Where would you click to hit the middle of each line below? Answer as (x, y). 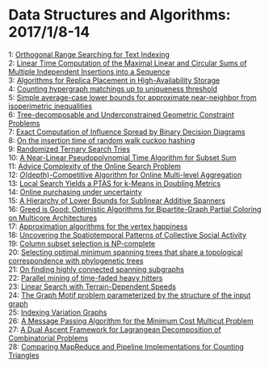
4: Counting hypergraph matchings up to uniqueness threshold (113, 89)
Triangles (24, 355)
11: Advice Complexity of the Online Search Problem (95, 166)
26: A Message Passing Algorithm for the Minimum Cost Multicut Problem (131, 320)
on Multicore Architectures (53, 218)
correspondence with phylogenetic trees (76, 260)
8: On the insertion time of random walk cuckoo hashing (102, 140)
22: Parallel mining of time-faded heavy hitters (86, 277)
